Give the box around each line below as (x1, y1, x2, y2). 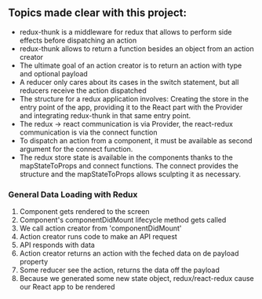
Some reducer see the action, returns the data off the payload (19, 265, 220, 275)
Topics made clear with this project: (8, 6, 187, 20)
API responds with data (19, 240, 96, 250)
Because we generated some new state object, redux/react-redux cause (19, 274, 254, 283)
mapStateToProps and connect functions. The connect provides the (19, 161, 239, 170)
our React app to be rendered (19, 282, 115, 292)
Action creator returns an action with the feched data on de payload (19, 249, 239, 258)
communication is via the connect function (19, 127, 158, 137)
